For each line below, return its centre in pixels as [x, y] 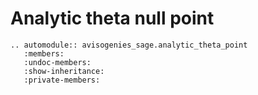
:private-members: [62, 80]
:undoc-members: [57, 62]
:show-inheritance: [64, 71]
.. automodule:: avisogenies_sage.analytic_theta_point [129, 45]
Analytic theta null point [112, 18]
